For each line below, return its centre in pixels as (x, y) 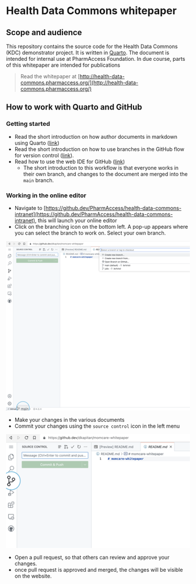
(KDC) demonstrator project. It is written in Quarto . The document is (88, 53)
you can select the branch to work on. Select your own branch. (90, 233)
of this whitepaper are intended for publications (63, 65)
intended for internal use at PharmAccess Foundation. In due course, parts (96, 59)
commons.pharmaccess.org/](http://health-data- (79, 83)
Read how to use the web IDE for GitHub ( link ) (70, 162)
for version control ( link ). (44, 155)
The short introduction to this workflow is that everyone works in (101, 167)
